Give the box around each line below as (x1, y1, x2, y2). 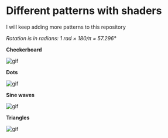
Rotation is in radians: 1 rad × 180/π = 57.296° (6, 34, 116, 42)
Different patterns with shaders (6, 4, 162, 18)
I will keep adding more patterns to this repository (6, 23, 126, 30)
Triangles (6, 114, 30, 121)
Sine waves (6, 91, 35, 98)
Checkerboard (6, 46, 42, 53)
